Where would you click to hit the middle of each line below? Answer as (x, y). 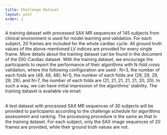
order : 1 (14, 19)
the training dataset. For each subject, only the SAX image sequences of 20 (83, 122)
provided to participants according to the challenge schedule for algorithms (83, 111)
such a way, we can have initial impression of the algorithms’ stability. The (81, 86)
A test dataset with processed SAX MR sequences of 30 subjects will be (79, 106)
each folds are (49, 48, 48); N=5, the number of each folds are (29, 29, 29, (82, 75)
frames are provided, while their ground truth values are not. (67, 127)
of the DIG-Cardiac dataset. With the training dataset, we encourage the (79, 60)
